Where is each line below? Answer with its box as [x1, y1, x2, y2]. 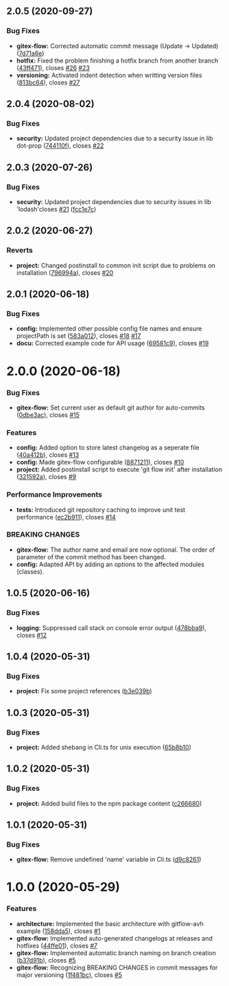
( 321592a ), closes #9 [16, 473, 77, 481]
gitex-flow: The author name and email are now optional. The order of [16, 546, 215, 554]
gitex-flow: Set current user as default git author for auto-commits [16, 403, 205, 412]
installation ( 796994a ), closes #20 [16, 268, 114, 277]
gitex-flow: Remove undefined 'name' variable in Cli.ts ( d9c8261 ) [16, 855, 202, 864]
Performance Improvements [6, 490, 103, 500]
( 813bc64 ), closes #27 [16, 78, 80, 87]
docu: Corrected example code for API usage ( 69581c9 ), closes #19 [16, 339, 209, 348]
